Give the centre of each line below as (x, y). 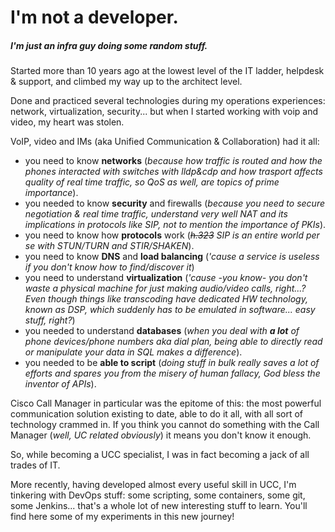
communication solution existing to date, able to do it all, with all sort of (156, 414)
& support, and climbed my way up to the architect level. (126, 82)
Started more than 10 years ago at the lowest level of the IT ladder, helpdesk (167, 71)
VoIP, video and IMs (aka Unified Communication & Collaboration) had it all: (165, 142)
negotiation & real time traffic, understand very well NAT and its (156, 214)
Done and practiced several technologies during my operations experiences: (168, 101)
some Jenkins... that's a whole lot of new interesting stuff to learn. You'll (159, 506)
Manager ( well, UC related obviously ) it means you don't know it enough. (161, 435)
